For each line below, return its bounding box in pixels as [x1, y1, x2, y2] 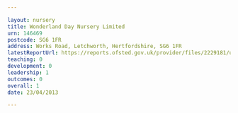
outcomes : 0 [7, 76, 42, 83]
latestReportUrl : [7, 49, 59, 56]
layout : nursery [7, 16, 55, 23]
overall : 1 [7, 82, 40, 89]
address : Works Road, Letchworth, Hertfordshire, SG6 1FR [7, 43, 182, 50]
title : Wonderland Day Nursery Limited [7, 23, 125, 30]
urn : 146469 [7, 30, 42, 37]
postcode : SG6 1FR [7, 36, 62, 43]
